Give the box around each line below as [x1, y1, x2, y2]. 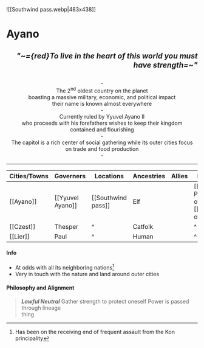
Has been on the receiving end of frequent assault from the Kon [15, 328, 175, 335]
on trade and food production [65, 145, 139, 152]
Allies [171, 172, 188, 180]
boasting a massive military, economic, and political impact [28, 93, 176, 100]
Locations [94, 172, 124, 180]
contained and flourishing [69, 125, 135, 133]
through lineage [21, 304, 61, 311]
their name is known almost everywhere [52, 100, 152, 107]
